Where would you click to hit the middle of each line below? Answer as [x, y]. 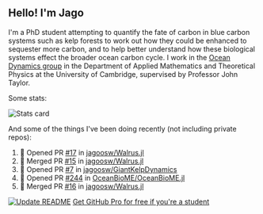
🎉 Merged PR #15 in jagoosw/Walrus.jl [82, 161]
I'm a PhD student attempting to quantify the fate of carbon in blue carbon [129, 32]
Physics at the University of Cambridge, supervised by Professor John [123, 74]
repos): [20, 137]
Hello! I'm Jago [46, 13]
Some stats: [28, 97]
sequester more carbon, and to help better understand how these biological [132, 49]
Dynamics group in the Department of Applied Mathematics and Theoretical [132, 66]
